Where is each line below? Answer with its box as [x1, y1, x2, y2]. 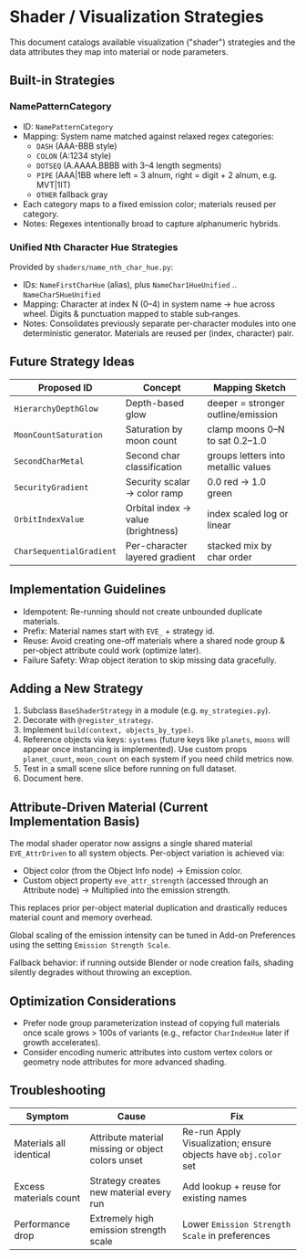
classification [126, 460, 183, 473]
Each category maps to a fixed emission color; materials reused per [22, 198, 277, 209]
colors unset [89, 1153, 143, 1166]
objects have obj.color [181, 1148, 282, 1160]
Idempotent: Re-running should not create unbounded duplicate [22, 605, 262, 617]
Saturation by [126, 423, 183, 435]
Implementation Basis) [9, 813, 140, 829]
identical [14, 1148, 51, 1160]
